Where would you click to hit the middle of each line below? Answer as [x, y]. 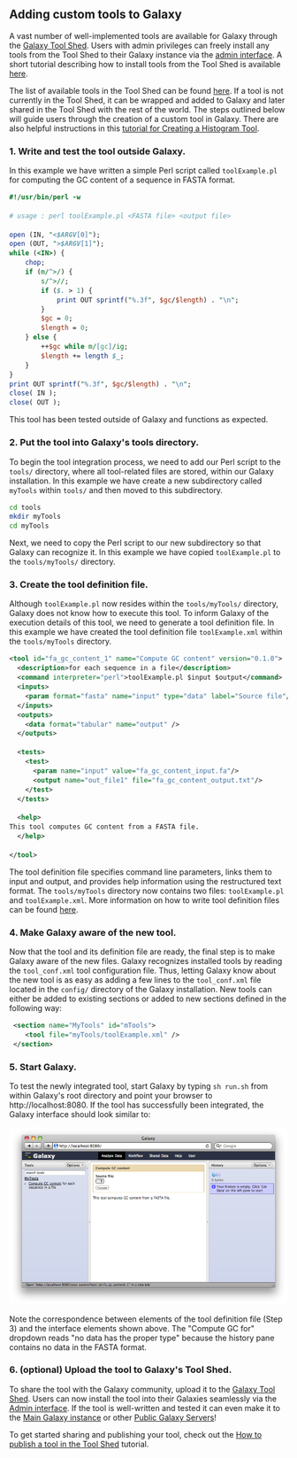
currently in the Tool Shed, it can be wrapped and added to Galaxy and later [147, 100]
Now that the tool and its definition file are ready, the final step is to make [142, 952]
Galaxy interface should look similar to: [80, 1114]
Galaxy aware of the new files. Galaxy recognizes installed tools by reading [146, 961]
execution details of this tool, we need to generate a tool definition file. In [142, 622]
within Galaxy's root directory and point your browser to [111, 1095]
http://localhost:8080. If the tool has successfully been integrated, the [137, 1105]
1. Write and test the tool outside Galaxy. [97, 151]
